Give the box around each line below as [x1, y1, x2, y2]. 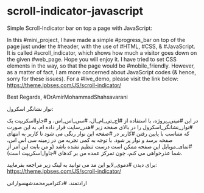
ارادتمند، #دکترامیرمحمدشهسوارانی [7, 179, 87, 186]
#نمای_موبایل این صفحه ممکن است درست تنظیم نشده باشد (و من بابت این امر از [7, 142, 192, 150]
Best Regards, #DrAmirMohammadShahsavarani [7, 93, 128, 100]
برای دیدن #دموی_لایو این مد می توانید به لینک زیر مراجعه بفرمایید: [7, 161, 157, 168]
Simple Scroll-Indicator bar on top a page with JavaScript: [7, 24, 153, 32]
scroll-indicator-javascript [7, 4, 144, 18]
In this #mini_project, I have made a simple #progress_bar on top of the [7, 36, 186, 43]
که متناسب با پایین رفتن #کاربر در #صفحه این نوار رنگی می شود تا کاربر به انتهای [7, 130, 190, 137]
